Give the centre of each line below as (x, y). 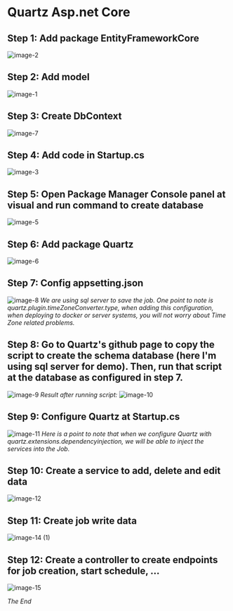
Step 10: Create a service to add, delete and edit (114, 471)
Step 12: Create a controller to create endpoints (113, 560)
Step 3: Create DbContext (65, 116)
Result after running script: (79, 394)
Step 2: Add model (48, 77)
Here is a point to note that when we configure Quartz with (127, 434)
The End (19, 601)
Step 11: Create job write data (72, 521)
